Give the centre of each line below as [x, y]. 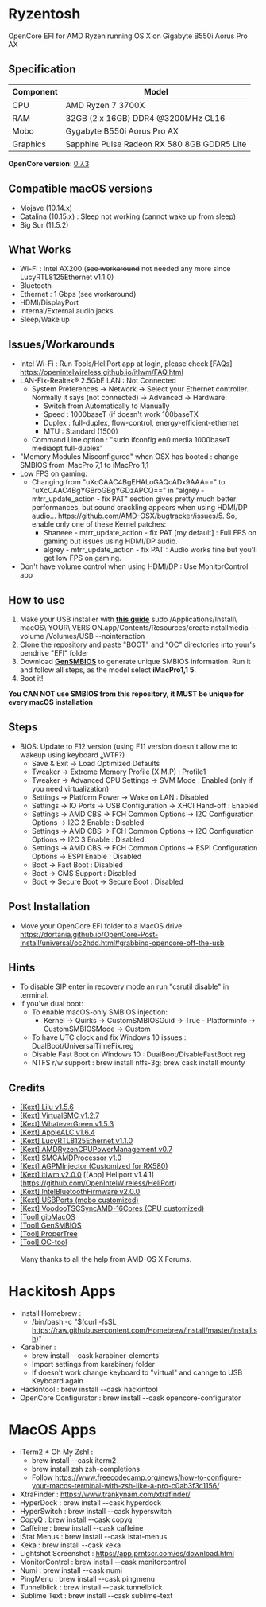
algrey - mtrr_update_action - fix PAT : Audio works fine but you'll [150, 550]
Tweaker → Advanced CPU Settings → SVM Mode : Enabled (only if [142, 780]
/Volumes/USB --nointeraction [95, 636]
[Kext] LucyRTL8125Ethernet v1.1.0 [76, 1141]
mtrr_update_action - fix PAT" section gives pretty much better [134, 499]
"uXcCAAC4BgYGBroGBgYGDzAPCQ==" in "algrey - [118, 491]
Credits [27, 1088]
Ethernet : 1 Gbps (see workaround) [78, 294]
